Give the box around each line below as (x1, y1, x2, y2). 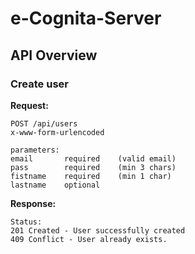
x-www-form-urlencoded (10, 127, 105, 137)
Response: (10, 197, 57, 209)
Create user (10, 77, 69, 91)
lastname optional (10, 180, 101, 190)
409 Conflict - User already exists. (10, 234, 168, 244)
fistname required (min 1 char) (10, 171, 172, 181)
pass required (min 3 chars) (10, 162, 177, 172)
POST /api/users (10, 118, 78, 129)
